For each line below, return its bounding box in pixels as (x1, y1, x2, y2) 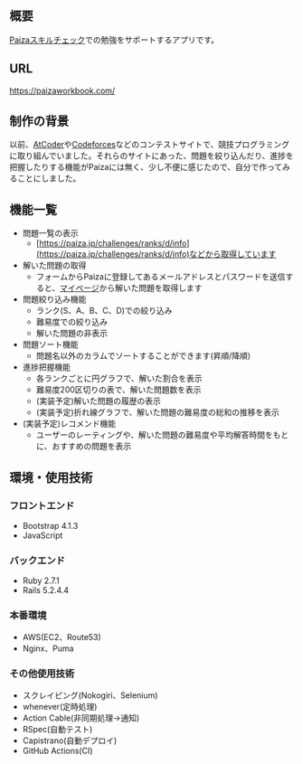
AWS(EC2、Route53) (22, 631, 101, 642)
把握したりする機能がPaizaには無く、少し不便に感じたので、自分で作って (9, 162, 283, 173)
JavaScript (22, 530, 63, 541)
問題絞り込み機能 (22, 294, 87, 305)
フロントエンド (9, 499, 75, 512)
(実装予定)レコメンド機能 (22, 419, 117, 429)
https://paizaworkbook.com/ (9, 85, 116, 96)
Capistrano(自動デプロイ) (22, 735, 118, 746)
